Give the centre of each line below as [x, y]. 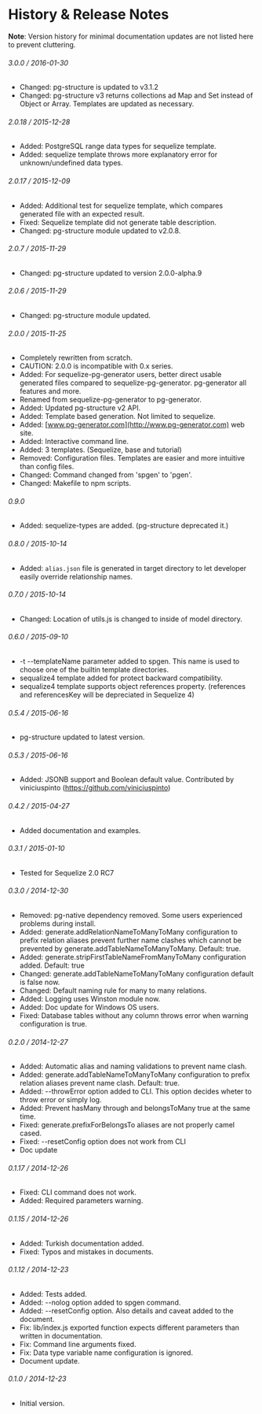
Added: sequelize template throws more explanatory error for [118, 154]
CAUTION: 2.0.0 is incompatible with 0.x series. [96, 366]
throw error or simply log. [60, 1100]
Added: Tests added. [53, 1294]
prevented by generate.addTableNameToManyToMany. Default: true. [130, 948]
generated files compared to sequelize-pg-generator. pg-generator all [133, 383]
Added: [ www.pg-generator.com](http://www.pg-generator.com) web [132, 425]
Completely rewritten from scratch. [76, 358]
